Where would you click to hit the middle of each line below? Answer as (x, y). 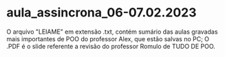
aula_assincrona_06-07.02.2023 (101, 13)
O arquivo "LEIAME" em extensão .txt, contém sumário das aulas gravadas (112, 32)
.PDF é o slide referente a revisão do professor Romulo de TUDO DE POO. (111, 46)
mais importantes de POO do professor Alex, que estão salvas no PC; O (108, 38)
